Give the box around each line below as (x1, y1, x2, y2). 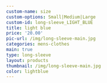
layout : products (6, 57, 49, 63)
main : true (6, 47, 33, 53)
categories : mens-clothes (6, 41, 69, 47)
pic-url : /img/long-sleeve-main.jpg (6, 36, 96, 41)
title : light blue (6, 25, 51, 31)
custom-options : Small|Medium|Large (6, 14, 96, 20)
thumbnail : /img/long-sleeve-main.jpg (6, 63, 101, 69)
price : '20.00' (6, 30, 44, 36)
